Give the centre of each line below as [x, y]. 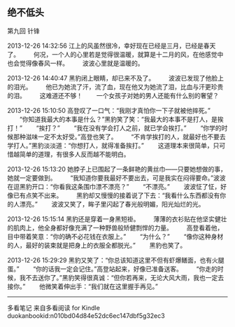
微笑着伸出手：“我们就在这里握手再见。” [102, 286]
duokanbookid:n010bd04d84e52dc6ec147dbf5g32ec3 [86, 315]
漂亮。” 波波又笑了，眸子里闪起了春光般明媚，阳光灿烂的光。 [112, 204]
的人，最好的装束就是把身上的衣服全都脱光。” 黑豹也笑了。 [97, 245]
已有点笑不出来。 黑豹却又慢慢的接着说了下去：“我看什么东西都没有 [116, 195]
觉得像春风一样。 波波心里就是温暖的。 [81, 63]
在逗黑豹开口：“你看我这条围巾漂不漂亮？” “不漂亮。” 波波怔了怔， [114, 186]
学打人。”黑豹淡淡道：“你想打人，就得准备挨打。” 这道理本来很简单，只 [113, 145]
